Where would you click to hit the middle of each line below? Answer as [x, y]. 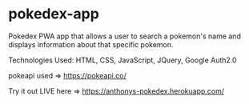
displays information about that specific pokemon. [91, 44]
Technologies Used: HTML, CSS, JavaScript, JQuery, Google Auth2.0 [123, 60]
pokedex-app [54, 14]
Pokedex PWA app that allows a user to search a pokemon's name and [125, 36]
